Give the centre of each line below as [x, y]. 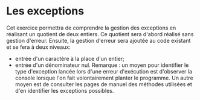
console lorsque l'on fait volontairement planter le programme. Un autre [104, 78]
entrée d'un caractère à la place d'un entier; [70, 58]
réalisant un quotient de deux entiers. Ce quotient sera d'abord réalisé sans [100, 34]
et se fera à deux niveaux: [38, 47]
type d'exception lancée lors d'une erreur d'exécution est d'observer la [103, 71]
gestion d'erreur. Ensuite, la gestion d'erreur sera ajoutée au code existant [98, 40]
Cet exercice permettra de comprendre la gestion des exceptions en [91, 28]
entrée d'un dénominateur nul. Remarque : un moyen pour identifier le [102, 65]
